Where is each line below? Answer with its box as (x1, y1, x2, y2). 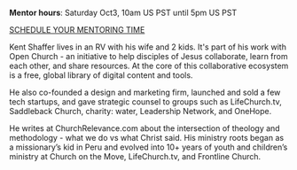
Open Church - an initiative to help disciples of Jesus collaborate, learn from (9, 51, 288, 61)
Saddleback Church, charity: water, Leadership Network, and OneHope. (9, 106, 272, 116)
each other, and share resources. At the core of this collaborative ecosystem (9, 60, 289, 71)
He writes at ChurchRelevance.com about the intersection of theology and (9, 123, 281, 134)
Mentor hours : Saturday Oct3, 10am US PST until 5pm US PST (9, 7, 238, 18)
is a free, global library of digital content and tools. (9, 70, 193, 81)
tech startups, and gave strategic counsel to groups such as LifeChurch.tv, (9, 97, 282, 107)
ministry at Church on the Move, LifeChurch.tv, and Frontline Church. (9, 151, 262, 161)
